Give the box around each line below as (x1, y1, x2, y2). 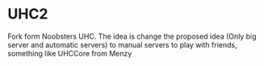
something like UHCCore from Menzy (7, 48, 132, 58)
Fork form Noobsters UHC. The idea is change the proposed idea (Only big (7, 31, 257, 41)
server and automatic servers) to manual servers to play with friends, (7, 39, 237, 49)
